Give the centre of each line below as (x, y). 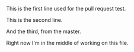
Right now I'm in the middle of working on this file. (67, 43)
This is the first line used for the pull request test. (66, 9)
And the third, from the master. (44, 31)
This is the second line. (34, 20)
